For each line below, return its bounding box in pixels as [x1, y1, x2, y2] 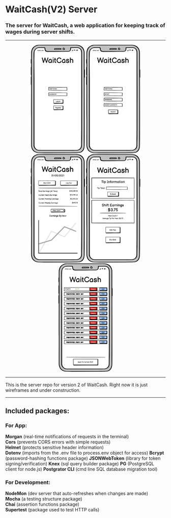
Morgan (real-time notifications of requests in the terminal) [5, 434, 129, 440]
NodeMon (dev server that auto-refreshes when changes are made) [5, 490, 149, 497]
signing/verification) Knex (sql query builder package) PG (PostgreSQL [5, 461, 154, 467]
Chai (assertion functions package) [5, 501, 80, 507]
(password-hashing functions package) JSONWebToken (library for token [5, 455, 161, 461]
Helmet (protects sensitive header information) [5, 444, 104, 451]
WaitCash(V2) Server [5, 4, 98, 15]
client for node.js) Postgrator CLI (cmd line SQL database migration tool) [5, 466, 158, 472]
